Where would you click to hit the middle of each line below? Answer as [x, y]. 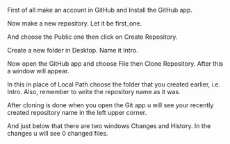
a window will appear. [38, 71]
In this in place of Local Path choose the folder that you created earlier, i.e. [114, 84]
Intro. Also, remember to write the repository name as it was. [94, 92]
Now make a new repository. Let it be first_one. [75, 23]
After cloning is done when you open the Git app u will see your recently [110, 105]
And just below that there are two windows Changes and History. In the [109, 126]
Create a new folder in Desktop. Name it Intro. [73, 50]
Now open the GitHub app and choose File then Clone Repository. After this [115, 64]
